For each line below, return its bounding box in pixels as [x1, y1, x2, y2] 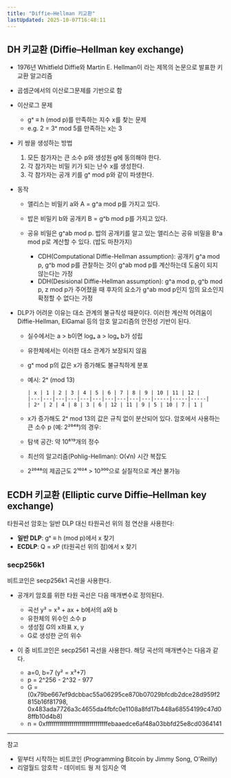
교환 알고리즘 [16, 72, 53, 80]
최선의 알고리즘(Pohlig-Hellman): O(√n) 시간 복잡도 [27, 452, 167, 461]
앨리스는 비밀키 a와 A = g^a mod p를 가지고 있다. [27, 200, 160, 208]
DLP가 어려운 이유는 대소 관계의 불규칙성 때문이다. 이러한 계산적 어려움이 [16, 309, 212, 317]
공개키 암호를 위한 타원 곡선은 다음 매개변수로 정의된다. [16, 591, 164, 599]
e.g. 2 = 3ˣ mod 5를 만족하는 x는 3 [27, 125, 122, 133]
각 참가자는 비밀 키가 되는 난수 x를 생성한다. [27, 162, 144, 171]
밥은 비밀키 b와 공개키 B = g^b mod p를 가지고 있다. [27, 215, 168, 223]
